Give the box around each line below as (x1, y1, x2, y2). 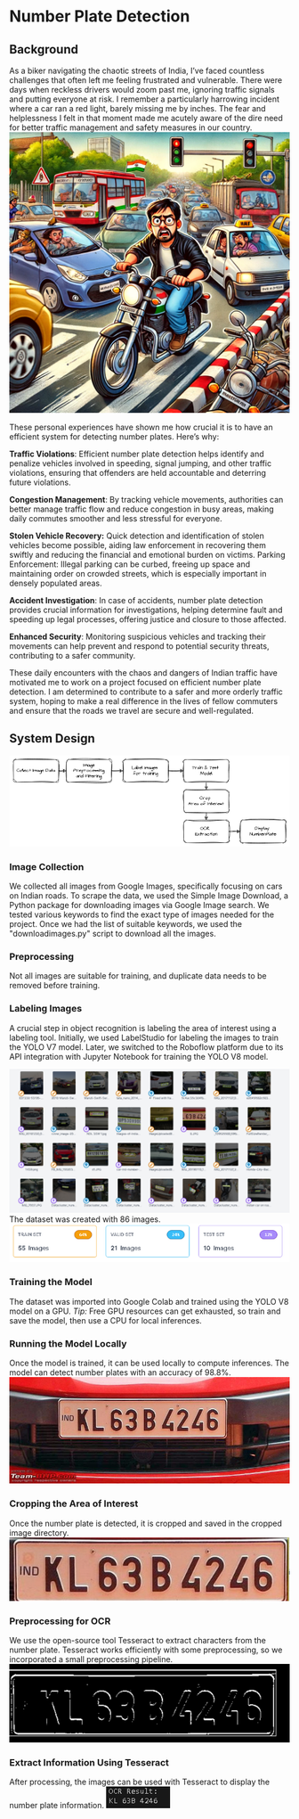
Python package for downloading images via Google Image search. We (9, 900, 270, 911)
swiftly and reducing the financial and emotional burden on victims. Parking (9, 550, 286, 560)
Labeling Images (9, 1003, 83, 1015)
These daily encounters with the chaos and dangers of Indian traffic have (9, 668, 278, 678)
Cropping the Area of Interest (9, 1497, 139, 1510)
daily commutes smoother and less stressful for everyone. (9, 513, 222, 523)
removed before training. (9, 980, 101, 991)
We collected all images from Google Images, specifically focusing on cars (9, 881, 283, 892)
